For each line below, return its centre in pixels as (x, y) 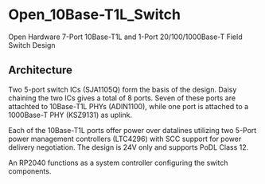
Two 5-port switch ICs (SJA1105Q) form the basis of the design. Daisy (123, 89)
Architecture (41, 70)
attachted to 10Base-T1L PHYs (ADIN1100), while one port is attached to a (129, 106)
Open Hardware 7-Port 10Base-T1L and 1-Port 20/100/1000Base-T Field (125, 37)
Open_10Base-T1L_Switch (95, 15)
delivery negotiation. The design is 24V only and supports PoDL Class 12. (129, 147)
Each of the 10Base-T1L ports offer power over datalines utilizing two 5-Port (132, 130)
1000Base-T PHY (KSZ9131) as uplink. (70, 115)
